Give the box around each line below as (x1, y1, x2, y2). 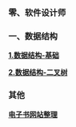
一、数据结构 (8, 31, 58, 42)
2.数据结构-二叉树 (8, 68, 68, 77)
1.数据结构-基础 (8, 51, 60, 60)
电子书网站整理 (8, 109, 58, 119)
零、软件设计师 (8, 6, 66, 18)
